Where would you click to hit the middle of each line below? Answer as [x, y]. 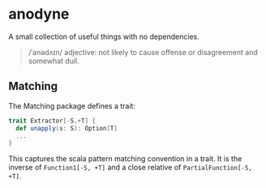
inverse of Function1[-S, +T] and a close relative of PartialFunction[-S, [131, 168]
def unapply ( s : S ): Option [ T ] [66, 128]
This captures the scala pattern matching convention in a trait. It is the [125, 159]
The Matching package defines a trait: [72, 105]
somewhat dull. [54, 61]
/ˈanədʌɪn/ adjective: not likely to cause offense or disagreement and [143, 52]
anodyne [39, 14]
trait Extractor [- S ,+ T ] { [52, 121]
